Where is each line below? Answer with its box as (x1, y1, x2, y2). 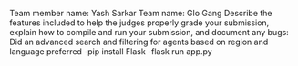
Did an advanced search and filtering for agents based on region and (9, 36, 269, 47)
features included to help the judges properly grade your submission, (9, 17, 270, 28)
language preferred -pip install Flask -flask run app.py (9, 46, 212, 57)
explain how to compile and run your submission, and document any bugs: (9, 27, 289, 37)
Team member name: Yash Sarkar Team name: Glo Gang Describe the (9, 8, 272, 18)
